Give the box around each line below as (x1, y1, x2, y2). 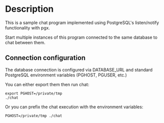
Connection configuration (5, 54, 86, 62)
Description (5, 3, 54, 15)
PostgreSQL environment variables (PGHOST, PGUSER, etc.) (5, 72, 127, 78)
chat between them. (5, 39, 46, 45)
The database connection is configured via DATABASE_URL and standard (5, 67, 153, 73)
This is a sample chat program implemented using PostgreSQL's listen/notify (5, 20, 159, 25)
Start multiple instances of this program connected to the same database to (5, 34, 158, 40)
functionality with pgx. (5, 25, 50, 30)
